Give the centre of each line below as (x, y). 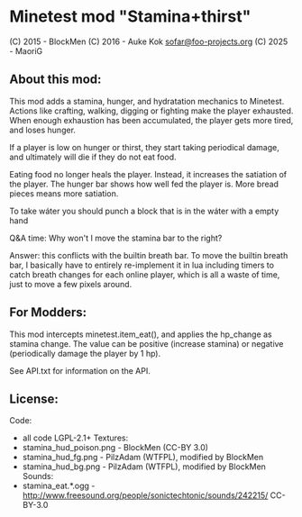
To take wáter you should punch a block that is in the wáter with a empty (144, 211)
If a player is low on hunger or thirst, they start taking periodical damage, (144, 147)
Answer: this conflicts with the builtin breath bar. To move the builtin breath (149, 255)
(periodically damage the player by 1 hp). (85, 353)
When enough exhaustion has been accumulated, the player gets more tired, (151, 120)
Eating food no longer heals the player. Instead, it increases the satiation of (148, 174)
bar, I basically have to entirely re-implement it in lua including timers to (142, 265)
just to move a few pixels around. (71, 284)
